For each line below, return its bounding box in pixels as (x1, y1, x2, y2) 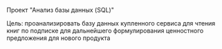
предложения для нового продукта (6, 34, 111, 42)
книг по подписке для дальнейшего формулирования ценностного (6, 27, 204, 35)
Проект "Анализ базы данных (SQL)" (6, 6, 115, 14)
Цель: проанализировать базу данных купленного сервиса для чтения (6, 19, 216, 27)
